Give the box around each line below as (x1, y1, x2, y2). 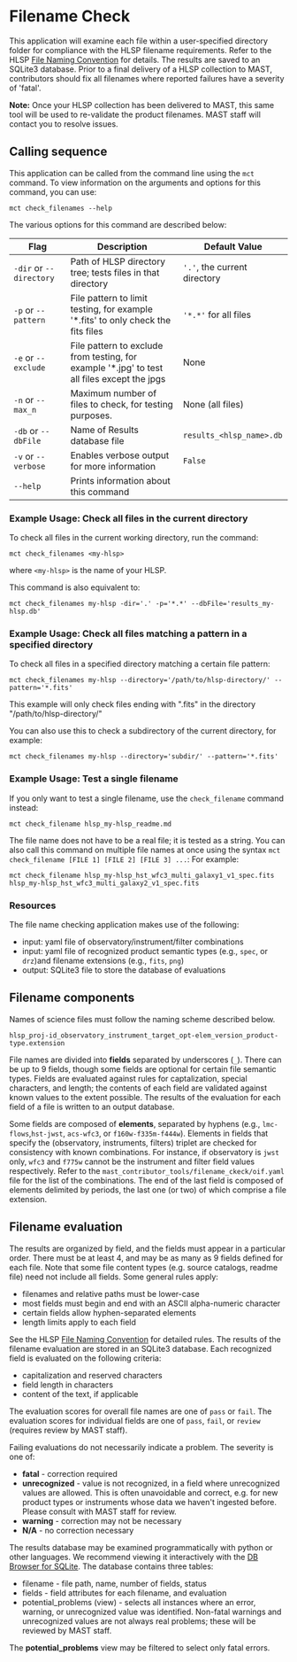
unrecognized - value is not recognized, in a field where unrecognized (21, 1478, 280, 1488)
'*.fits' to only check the (70, 314, 171, 326)
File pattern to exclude (70, 339, 164, 352)
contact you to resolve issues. (9, 118, 118, 129)
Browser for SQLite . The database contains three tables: (9, 1561, 214, 1572)
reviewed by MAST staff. (21, 1625, 112, 1635)
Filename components (9, 990, 135, 1006)
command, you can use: (9, 186, 97, 197)
